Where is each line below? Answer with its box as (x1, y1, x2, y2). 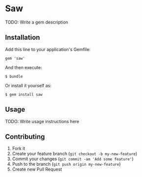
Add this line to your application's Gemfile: (5, 46, 91, 52)
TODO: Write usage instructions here (5, 118, 79, 124)
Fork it (12, 146, 25, 152)
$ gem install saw (5, 92, 43, 97)
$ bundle (5, 74, 23, 79)
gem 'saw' (5, 56, 25, 61)
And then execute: (5, 64, 42, 70)
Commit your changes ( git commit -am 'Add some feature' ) (12, 156, 134, 162)
